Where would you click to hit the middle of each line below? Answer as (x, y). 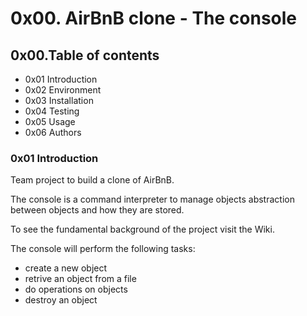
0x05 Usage (50, 121)
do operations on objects (76, 289)
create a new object (66, 268)
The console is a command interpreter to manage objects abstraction (152, 199)
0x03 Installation (59, 100)
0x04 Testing (52, 111)
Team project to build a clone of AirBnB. (92, 180)
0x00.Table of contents (85, 55)
